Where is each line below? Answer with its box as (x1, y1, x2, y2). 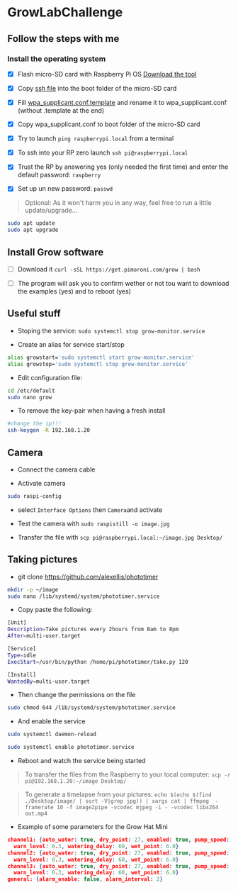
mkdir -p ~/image (7, 586, 59, 593)
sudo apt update (7, 220, 55, 227)
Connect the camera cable (17, 465, 96, 474)
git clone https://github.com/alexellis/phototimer (17, 572, 159, 581)
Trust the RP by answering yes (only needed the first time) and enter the (17, 162, 229, 171)
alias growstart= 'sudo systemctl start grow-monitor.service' (7, 354, 195, 361)
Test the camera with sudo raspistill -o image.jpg (17, 519, 170, 528)
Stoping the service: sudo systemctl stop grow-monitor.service (17, 326, 205, 335)
